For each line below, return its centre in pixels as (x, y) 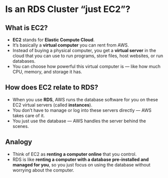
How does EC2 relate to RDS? (52, 87)
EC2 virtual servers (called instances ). (52, 105)
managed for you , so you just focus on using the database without (81, 164)
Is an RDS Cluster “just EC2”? (68, 9)
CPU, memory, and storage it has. (47, 72)
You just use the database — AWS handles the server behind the (79, 121)
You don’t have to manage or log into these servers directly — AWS (82, 110)
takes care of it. (29, 115)
